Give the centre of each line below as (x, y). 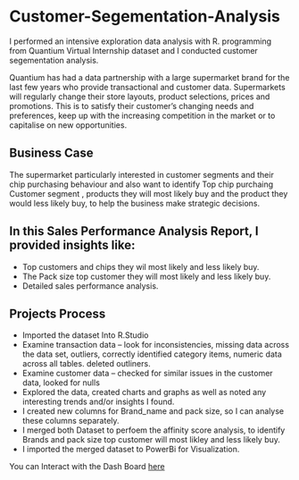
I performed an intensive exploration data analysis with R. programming (141, 41)
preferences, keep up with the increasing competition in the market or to (142, 115)
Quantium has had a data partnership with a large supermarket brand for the (149, 77)
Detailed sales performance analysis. (90, 286)
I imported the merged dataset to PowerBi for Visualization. (131, 450)
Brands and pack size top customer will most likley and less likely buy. (151, 440)
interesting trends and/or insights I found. (98, 402)
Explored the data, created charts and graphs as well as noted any (144, 392)
